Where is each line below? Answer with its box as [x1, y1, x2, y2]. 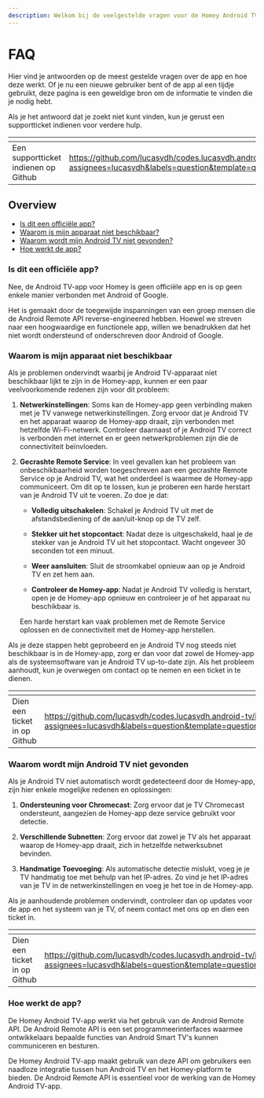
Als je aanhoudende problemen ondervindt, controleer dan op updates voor [8, 896, 253, 905]
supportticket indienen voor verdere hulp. [8, 120, 143, 130]
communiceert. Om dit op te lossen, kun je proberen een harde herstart [19, 481, 251, 492]
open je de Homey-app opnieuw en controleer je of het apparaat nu [31, 593, 251, 602]
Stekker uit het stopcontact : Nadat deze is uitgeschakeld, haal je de [31, 529, 253, 539]
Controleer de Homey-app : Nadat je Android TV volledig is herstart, [31, 584, 252, 594]
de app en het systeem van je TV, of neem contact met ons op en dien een [8, 905, 250, 914]
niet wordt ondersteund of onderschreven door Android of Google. [8, 330, 224, 340]
